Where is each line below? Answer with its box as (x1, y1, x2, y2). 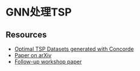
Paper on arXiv (14, 52, 52, 58)
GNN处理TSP (5, 5, 72, 19)
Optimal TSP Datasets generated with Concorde (14, 45, 134, 53)
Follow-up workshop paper (14, 58, 82, 65)
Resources (5, 29, 47, 39)
